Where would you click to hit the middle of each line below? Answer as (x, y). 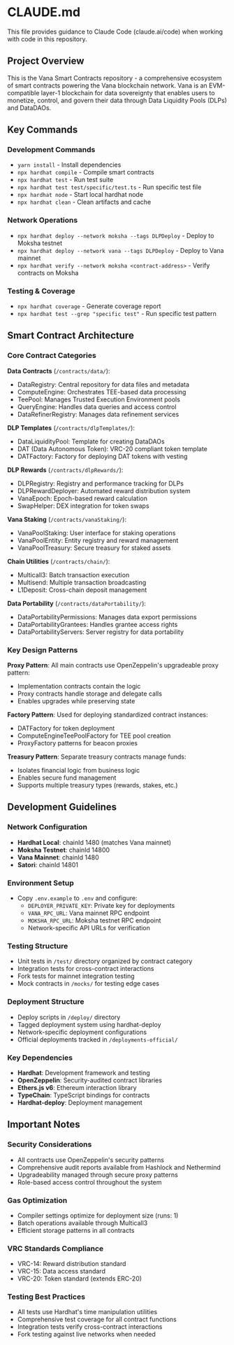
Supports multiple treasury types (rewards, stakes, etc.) (97, 785)
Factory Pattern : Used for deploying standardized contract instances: (108, 715)
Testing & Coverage (41, 291)
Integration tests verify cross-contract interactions (90, 1327)
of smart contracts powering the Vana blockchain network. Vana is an (107, 85)
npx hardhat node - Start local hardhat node (80, 195)
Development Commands (51, 150)
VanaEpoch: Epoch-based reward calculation (82, 498)
